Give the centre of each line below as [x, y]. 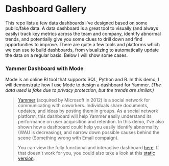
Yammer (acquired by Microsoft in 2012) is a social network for [84, 100]
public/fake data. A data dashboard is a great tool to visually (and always [82, 28]
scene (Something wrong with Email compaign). [68, 138]
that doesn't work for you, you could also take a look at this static [87, 153]
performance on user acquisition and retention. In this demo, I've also [91, 122]
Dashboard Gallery [46, 9]
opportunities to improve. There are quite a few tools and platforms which [82, 44]
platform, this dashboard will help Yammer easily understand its [84, 116]
